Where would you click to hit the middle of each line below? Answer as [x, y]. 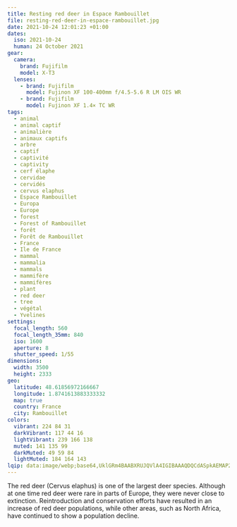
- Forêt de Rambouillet [48, 237]
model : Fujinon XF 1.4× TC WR [70, 106]
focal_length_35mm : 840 [48, 335]
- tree [23, 302]
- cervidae [30, 178]
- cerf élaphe [34, 171]
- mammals [28, 269]
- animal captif [37, 125]
